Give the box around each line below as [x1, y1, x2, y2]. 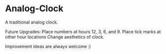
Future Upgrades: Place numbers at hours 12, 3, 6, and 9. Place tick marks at [5, 28, 161, 34]
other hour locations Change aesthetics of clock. [5, 34, 105, 40]
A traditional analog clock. [5, 19, 58, 25]
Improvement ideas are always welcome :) [5, 43, 91, 49]
